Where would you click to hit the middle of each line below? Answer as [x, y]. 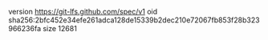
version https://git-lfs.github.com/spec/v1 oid [83, 12]
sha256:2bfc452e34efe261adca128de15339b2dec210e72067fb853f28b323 [134, 20]
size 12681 [60, 28]
